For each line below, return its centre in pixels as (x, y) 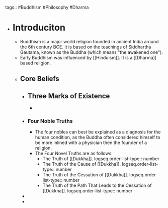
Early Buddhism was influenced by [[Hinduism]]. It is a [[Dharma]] (88, 57)
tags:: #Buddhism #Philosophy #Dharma (47, 7)
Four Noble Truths (50, 121)
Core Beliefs (39, 79)
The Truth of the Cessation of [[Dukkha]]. (85, 175)
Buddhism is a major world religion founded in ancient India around (89, 41)
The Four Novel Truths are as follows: (74, 154)
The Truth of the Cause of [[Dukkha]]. (82, 164)
